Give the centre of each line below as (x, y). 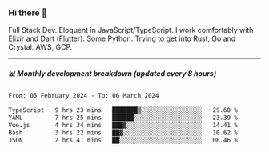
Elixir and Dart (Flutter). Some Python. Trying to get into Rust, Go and (122, 38)
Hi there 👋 (28, 13)
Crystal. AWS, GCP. (40, 47)
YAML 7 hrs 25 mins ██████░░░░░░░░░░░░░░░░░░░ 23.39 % (123, 118)
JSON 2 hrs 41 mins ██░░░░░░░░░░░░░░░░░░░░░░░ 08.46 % (123, 140)
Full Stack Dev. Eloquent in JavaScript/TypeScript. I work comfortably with (131, 30)
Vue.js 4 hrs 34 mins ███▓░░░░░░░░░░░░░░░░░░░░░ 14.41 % (123, 125)
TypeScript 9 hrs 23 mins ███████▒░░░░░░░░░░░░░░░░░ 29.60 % (123, 110)
